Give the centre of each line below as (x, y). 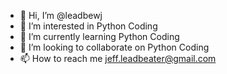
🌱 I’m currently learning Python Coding (99, 36)
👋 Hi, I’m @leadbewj (61, 15)
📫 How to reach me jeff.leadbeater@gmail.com (118, 58)
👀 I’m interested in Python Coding (88, 26)
